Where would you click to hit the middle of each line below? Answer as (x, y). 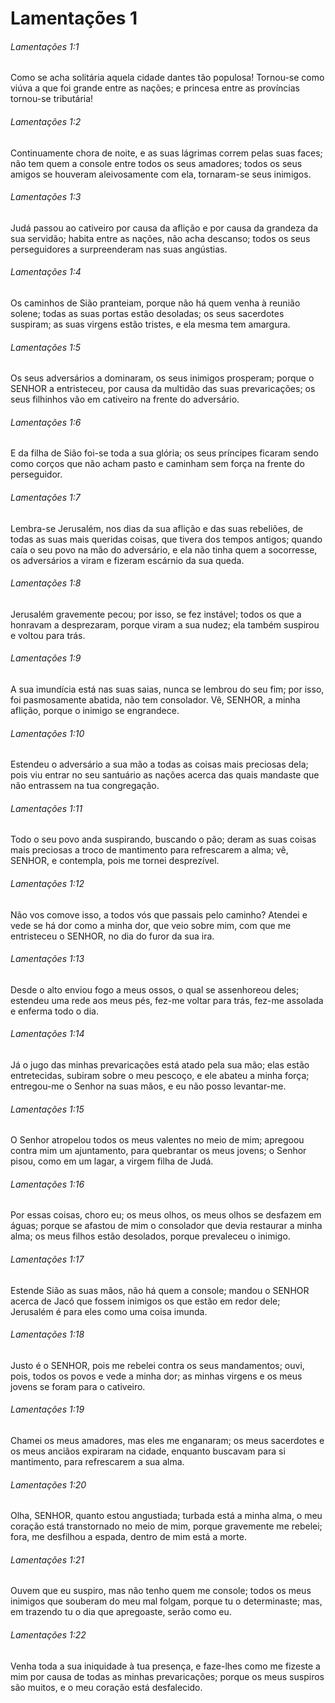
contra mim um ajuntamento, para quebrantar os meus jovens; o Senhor (158, 1151)
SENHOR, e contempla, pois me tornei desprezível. (115, 861)
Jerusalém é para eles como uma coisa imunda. (109, 1311)
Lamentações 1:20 (48, 1484)
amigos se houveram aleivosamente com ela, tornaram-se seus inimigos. (161, 174)
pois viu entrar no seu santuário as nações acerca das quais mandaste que (165, 775)
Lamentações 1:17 (47, 1259)
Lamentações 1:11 (46, 808)
